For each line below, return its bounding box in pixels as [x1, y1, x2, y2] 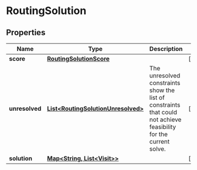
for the [149, 130, 168, 138]
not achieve [149, 115, 182, 124]
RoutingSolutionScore [46, 55, 110, 63]
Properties [6, 28, 46, 38]
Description [149, 45, 183, 53]
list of [149, 94, 165, 101]
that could [149, 108, 178, 116]
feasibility [149, 123, 176, 131]
